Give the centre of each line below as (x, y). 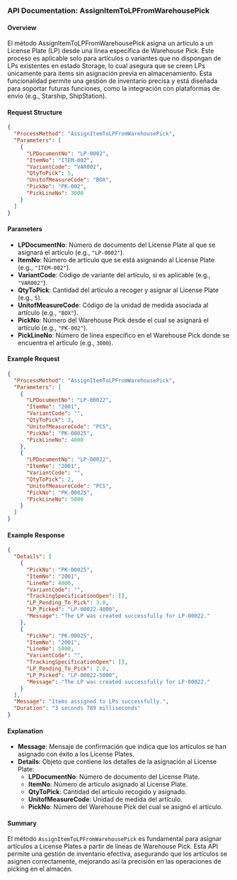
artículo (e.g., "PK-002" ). (53, 328)
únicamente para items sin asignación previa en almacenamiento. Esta (110, 74)
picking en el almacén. (40, 869)
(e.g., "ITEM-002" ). (44, 267)
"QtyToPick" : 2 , (50, 479)
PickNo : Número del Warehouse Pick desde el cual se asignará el (113, 320)
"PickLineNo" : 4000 (54, 440)
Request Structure (35, 112)
